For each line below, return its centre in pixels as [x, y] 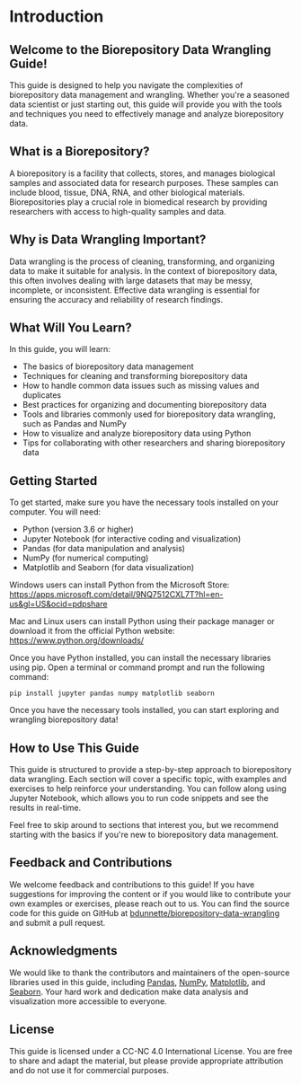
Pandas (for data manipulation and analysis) [104, 549]
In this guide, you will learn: [60, 349]
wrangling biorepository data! [64, 719]
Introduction [57, 17]
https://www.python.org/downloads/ [77, 640]
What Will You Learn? [71, 328]
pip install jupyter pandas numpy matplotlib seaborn [112, 693]
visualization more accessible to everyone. [89, 1001]
